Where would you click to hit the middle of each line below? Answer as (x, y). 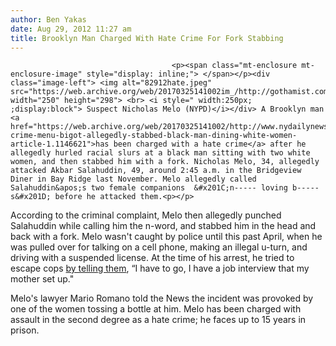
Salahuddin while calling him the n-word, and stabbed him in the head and (163, 226)
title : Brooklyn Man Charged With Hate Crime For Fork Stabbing (147, 38)
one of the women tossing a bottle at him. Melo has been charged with (156, 309)
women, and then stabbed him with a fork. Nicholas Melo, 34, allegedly (165, 162)
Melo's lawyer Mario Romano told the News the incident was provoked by (162, 298)
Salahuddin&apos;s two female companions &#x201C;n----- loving (149, 188)
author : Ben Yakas (48, 19)
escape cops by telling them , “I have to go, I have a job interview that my (160, 268)
